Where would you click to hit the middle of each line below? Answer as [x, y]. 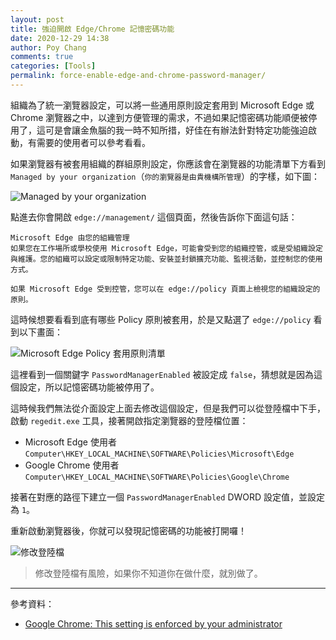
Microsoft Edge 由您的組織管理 [70, 237]
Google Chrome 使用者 [72, 465]
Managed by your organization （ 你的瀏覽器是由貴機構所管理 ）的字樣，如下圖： [165, 176]
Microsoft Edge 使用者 [70, 442]
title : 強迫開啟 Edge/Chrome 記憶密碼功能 [92, 29]
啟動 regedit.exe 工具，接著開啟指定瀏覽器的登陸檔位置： [129, 420]
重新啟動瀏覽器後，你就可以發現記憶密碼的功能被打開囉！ [128, 530]
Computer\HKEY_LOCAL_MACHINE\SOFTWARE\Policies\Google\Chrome [157, 477]
